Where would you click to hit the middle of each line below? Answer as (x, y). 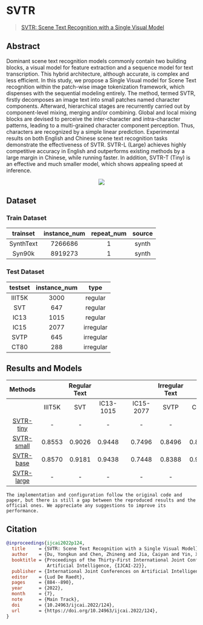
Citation (22, 529)
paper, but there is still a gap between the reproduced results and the (101, 500)
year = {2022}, (37, 588)
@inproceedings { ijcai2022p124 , (46, 543)
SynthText (24, 244)
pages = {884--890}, (43, 583)
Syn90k (24, 254)
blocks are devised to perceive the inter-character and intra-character (94, 119)
